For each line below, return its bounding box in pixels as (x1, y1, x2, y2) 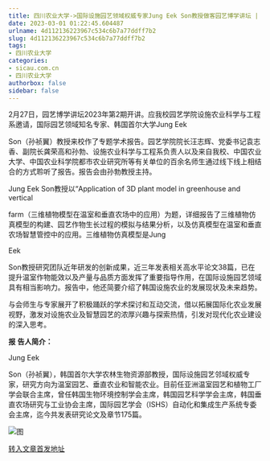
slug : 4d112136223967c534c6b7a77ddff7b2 (8, 34, 146, 43)
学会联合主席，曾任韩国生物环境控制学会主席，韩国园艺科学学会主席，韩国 (8, 389, 255, 399)
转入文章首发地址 (8, 444, 65, 454)
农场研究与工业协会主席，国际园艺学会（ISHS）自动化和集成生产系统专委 (14, 400, 257, 410)
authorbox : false (8, 79, 67, 87)
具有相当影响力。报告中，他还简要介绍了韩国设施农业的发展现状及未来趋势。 (8, 282, 262, 292)
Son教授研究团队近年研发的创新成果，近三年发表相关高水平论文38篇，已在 (8, 262, 256, 272)
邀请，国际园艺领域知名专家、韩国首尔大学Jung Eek (14, 120, 187, 130)
